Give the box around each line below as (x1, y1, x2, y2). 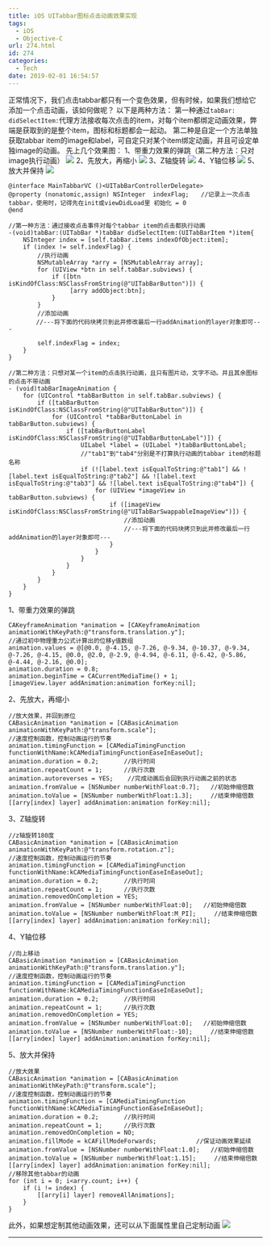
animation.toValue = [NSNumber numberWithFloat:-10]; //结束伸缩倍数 (8, 1027, 254, 1035)
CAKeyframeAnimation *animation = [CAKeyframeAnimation (8, 621, 200, 629)
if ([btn (51, 272, 81, 281)
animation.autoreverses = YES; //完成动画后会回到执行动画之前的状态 (8, 774, 237, 783)
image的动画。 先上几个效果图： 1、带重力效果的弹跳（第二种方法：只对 (15, 145, 255, 155)
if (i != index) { (23, 1184, 85, 1192)
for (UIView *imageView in (94, 486, 186, 495)
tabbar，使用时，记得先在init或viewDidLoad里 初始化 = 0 (8, 199, 187, 207)
